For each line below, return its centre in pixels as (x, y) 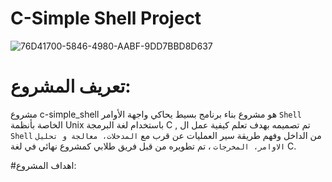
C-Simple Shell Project (106, 18)
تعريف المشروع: (71, 86)
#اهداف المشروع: (43, 165)
